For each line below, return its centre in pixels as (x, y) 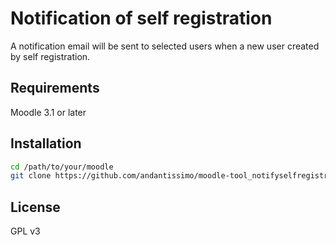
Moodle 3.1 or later (48, 112)
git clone (31, 176)
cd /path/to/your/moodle (62, 167)
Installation (46, 143)
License (35, 207)
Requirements (55, 88)
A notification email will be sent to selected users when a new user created (165, 46)
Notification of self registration (141, 18)
